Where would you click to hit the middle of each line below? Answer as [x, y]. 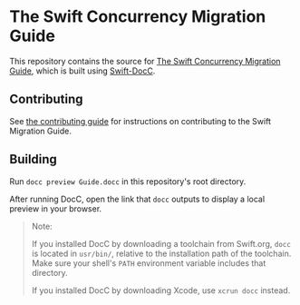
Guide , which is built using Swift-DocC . [82, 71]
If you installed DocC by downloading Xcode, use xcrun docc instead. [161, 290]
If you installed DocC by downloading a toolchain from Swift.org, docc [161, 243]
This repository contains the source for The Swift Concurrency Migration [145, 61]
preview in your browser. [56, 208]
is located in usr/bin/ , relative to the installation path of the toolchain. [161, 253]
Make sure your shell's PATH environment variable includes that [149, 263]
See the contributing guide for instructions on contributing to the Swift [140, 121]
